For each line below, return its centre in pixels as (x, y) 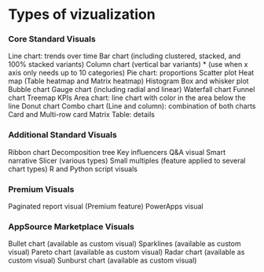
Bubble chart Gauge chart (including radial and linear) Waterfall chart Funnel (132, 90)
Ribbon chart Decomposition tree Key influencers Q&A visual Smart (117, 152)
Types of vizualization (82, 15)
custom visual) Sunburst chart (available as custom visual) (103, 260)
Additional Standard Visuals (63, 135)
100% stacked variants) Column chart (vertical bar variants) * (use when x (128, 64)
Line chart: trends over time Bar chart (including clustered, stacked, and (125, 56)
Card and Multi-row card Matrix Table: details (82, 115)
